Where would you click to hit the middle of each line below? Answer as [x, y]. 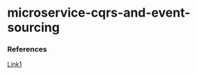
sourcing [34, 27]
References [27, 49]
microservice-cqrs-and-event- [99, 13]
